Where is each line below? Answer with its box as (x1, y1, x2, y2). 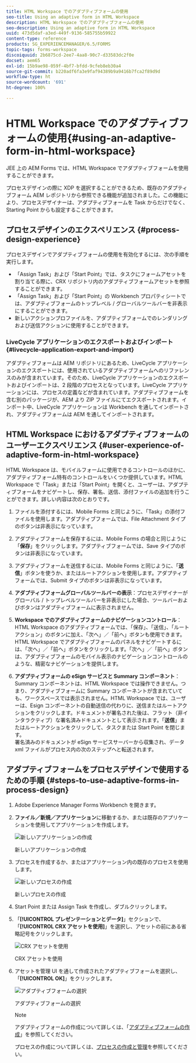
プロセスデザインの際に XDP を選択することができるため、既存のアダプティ (6, 184, 188, 191)
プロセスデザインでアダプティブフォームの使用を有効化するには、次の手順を (6, 251, 190, 258)
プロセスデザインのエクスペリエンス (6, 225, 136, 235)
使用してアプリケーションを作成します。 (34, 821, 132, 828)
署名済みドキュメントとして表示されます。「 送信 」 (60, 716, 180, 723)
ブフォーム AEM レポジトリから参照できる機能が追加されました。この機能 (6, 191, 184, 198)
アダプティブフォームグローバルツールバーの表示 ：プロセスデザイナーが (14, 589, 188, 596)
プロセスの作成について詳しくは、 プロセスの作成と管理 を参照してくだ (14, 1043, 183, 1050)
